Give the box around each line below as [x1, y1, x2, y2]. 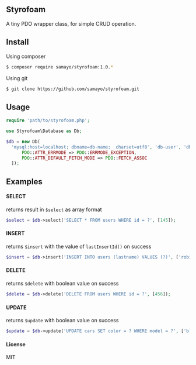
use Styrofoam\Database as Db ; [6, 128, 82, 134]
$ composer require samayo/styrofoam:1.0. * [6, 64, 114, 70]
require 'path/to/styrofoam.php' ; [6, 118, 90, 123]
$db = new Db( [6, 139, 41, 144]
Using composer [6, 53, 46, 60]
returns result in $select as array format [6, 206, 102, 213]
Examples [6, 177, 43, 187]
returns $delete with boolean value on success [6, 280, 119, 287]
